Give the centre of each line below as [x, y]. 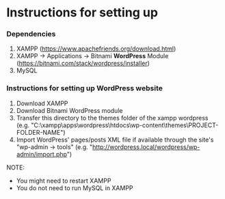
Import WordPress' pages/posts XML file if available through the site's [115, 140]
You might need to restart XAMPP [64, 181]
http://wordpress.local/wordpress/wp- [146, 147]
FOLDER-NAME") [41, 132]
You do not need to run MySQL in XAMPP [75, 188]
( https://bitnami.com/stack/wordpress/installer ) [83, 64]
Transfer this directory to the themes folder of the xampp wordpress [112, 118]
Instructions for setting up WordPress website [85, 88]
